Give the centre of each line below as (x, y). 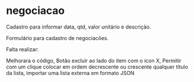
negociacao (35, 11)
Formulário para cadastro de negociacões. (57, 38)
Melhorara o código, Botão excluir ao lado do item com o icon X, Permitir (94, 60)
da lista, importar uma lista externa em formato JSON (70, 73)
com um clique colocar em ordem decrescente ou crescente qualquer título (97, 67)
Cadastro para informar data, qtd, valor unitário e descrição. (79, 27)
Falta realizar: (23, 49)
